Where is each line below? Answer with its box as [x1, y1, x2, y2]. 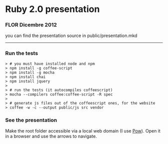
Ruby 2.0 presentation [5, 3, 100, 15]
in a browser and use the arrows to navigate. [5, 133, 97, 139]
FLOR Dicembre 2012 [5, 21, 57, 28]
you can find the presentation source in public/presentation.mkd [5, 32, 137, 38]
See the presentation [5, 116, 57, 123]
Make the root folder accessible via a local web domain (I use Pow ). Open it [5, 128, 161, 134]
